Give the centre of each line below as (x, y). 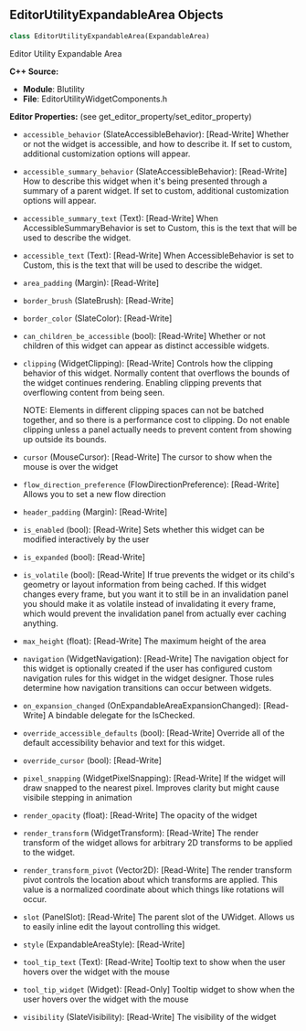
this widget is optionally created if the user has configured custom (147, 668)
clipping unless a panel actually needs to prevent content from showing (157, 430)
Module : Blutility (53, 89)
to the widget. (49, 852)
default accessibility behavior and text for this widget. (124, 742)
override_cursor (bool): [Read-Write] (92, 760)
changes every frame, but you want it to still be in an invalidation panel (156, 594)
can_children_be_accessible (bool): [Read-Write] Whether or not (144, 335)
